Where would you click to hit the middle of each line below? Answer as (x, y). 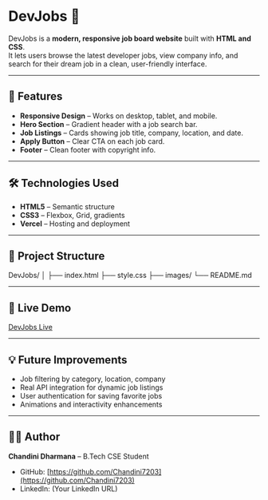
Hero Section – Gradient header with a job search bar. (108, 124)
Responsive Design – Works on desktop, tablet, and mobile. (118, 116)
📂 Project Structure (57, 256)
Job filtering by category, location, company (93, 379)
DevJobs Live (31, 327)
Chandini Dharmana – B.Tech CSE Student (79, 456)
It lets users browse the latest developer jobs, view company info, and (123, 55)
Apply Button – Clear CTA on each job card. (92, 141)
